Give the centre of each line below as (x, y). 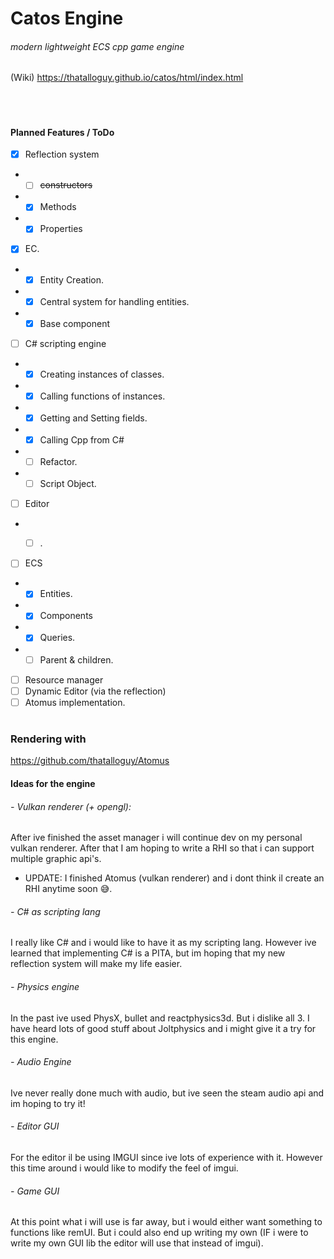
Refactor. (58, 461)
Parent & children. (76, 659)
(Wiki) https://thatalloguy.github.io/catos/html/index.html (127, 78)
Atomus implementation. (75, 702)
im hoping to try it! (48, 1103)
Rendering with (48, 739)
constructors (66, 185)
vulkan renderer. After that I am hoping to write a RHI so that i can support (162, 848)
